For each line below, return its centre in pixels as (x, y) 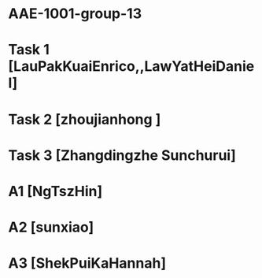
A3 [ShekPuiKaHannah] (87, 263)
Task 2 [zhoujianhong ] (85, 119)
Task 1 (29, 50)
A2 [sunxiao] (51, 227)
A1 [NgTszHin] (55, 191)
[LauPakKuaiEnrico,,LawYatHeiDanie (131, 67)
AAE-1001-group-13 (75, 14)
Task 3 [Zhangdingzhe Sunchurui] (122, 155)
